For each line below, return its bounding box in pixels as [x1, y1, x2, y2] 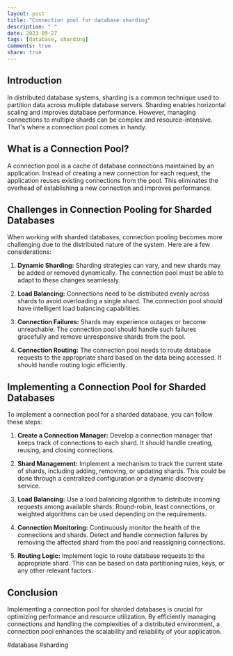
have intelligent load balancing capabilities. [17, 304, 141, 313]
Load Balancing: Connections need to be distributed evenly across [17, 289, 210, 298]
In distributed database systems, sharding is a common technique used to [7, 93, 219, 102]
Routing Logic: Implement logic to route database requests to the [17, 552, 205, 560]
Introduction [7, 74, 63, 87]
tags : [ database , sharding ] [7, 36, 89, 43]
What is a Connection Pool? [7, 143, 129, 155]
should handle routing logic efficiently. [17, 361, 127, 369]
